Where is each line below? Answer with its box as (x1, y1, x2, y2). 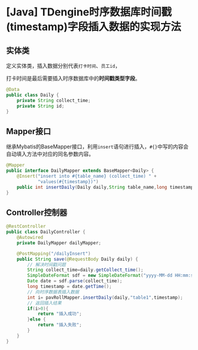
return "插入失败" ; (37, 322, 82, 328)
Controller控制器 (6, 207, 68, 217)
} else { (27, 316, 46, 322)
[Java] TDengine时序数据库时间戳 (6, 5, 172, 19)
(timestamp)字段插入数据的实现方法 (6, 20, 181, 34)
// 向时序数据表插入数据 (27, 289, 80, 295)
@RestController (6, 224, 46, 230)
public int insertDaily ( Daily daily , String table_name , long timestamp (16, 184, 194, 190)
